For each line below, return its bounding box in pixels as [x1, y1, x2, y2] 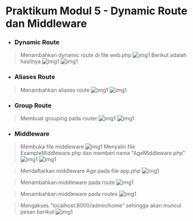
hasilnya [20, 58, 41, 65]
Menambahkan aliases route [20, 86, 90, 94]
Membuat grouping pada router [20, 115, 98, 122]
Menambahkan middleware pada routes [20, 191, 118, 198]
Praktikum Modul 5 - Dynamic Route [5, 4, 188, 18]
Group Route [14, 101, 52, 110]
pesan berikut [20, 208, 55, 216]
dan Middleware [5, 17, 88, 30]
